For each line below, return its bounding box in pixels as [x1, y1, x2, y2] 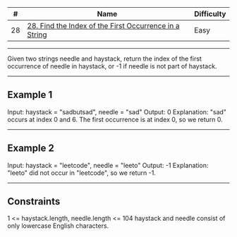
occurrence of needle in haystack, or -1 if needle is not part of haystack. [7, 62, 217, 70]
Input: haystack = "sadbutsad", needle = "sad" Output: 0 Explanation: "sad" [7, 107, 227, 116]
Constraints [7, 195, 61, 207]
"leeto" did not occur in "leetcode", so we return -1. [7, 169, 157, 177]
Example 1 [7, 89, 53, 101]
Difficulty [193, 9, 226, 18]
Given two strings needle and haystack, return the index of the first [7, 54, 202, 63]
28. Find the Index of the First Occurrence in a [27, 21, 180, 30]
